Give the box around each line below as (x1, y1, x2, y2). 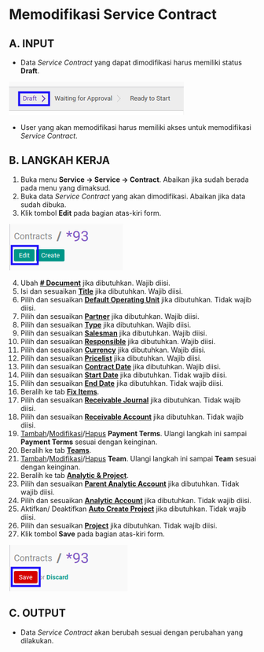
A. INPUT (9, 37, 54, 50)
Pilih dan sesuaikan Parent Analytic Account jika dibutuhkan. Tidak (20, 479, 240, 488)
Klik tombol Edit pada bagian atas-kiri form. (20, 208, 162, 217)
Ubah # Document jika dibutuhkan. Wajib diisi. (20, 278, 171, 287)
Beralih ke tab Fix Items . (20, 387, 100, 396)
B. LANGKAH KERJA (9, 154, 111, 167)
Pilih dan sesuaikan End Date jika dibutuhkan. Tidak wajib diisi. (20, 378, 224, 387)
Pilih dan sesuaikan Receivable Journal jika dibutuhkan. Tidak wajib (20, 395, 241, 405)
